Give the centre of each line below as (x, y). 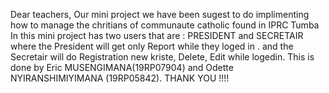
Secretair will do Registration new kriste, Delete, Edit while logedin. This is (162, 57)
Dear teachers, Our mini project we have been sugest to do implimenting (160, 14)
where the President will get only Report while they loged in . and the (152, 46)
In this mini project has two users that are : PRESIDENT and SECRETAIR (157, 35)
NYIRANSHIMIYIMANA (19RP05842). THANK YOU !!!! (120, 78)
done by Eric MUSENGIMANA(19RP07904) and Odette (122, 67)
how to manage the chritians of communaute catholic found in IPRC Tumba (165, 25)
